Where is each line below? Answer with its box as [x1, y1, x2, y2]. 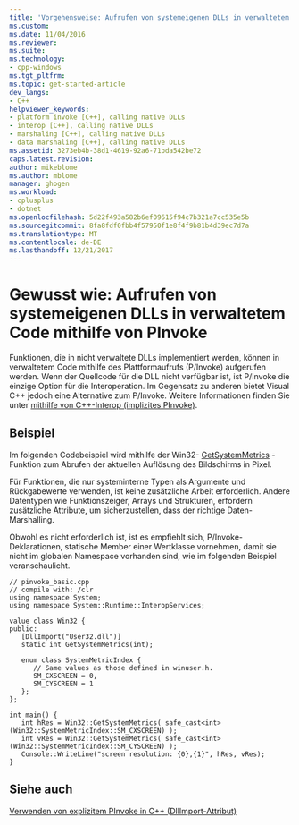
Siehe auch [9, 782, 73, 797]
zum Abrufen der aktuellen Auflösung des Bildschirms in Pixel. [43, 458, 272, 470]
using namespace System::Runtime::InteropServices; [9, 600, 205, 609]
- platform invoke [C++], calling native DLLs [9, 113, 186, 122]
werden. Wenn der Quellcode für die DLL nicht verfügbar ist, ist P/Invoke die [9, 371, 290, 382]
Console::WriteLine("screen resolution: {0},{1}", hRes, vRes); [21, 749, 266, 759]
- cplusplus [9, 196, 54, 206]
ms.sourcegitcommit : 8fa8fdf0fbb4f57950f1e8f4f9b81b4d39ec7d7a [9, 221, 250, 230]
